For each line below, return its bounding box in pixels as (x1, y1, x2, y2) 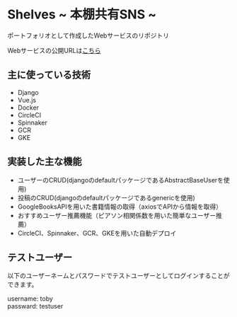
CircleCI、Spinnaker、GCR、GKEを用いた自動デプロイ (17, 229, 177, 237)
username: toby (7, 294, 53, 303)
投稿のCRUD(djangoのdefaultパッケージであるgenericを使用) (17, 193, 196, 202)
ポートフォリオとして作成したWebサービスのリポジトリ (7, 31, 170, 40)
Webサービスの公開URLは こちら (7, 46, 101, 54)
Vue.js (17, 96, 37, 104)
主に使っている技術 (7, 69, 91, 81)
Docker (17, 103, 40, 112)
